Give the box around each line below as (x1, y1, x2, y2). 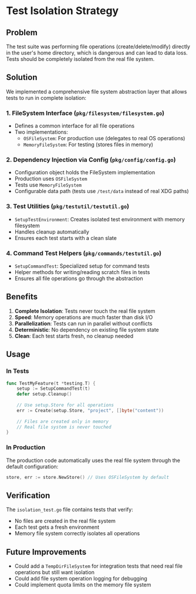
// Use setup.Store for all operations (16, 402, 114, 408)
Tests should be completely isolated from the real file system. (6, 56, 155, 62)
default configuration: (6, 463, 59, 470)
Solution (6, 72, 38, 83)
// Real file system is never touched (16, 424, 111, 430)
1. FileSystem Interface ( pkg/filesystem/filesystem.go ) (6, 109, 165, 117)
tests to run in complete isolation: (6, 94, 87, 101)
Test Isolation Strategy (6, 4, 119, 18)
